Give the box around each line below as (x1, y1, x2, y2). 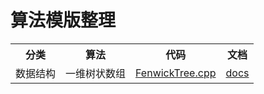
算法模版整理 (10, 9, 117, 32)
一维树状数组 (65, 66, 127, 80)
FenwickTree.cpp (135, 66, 217, 80)
